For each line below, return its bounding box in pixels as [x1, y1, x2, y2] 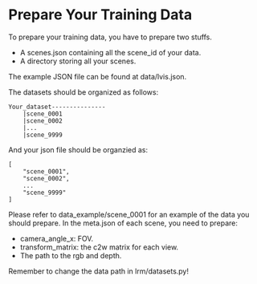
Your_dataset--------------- [8, 103, 106, 111]
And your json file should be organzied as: [8, 144, 149, 154]
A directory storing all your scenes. [19, 56, 137, 66]
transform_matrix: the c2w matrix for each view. [19, 242, 179, 252]
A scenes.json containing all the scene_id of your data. [19, 47, 202, 57]
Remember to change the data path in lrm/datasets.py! [8, 266, 190, 276]
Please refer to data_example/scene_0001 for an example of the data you [8, 209, 250, 219]
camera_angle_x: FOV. [19, 233, 94, 243]
